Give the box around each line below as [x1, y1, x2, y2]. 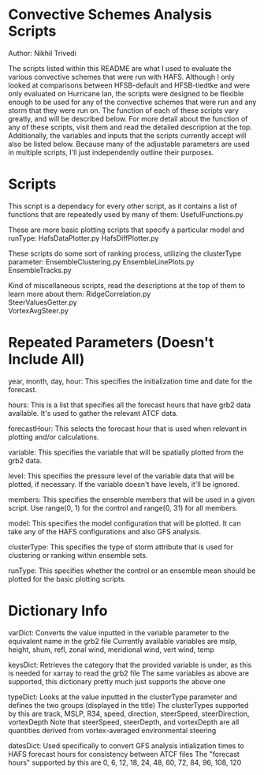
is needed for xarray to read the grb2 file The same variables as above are [8, 668, 250, 678]
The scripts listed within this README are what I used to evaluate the [8, 63, 232, 73]
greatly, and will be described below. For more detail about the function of [8, 114, 248, 123]
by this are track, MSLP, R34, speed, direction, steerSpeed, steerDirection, [8, 709, 250, 718]
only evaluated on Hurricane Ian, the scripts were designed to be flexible [8, 88, 244, 98]
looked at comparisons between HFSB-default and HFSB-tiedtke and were [8, 80, 251, 90]
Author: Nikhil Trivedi [8, 48, 76, 58]
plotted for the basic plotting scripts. [8, 574, 126, 583]
